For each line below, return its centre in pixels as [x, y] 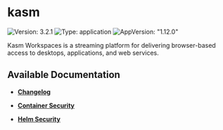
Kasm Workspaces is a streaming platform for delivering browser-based [111, 45]
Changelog [34, 91]
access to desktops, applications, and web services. [83, 53]
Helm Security [39, 119]
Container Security [46, 105]
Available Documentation [64, 75]
